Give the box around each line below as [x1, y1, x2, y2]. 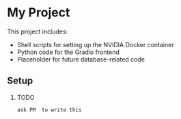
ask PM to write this [16, 106, 82, 114]
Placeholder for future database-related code [16, 55, 145, 63]
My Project [7, 5, 70, 21]
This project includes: [7, 27, 68, 36]
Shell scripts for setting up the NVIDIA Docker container [16, 40, 174, 49]
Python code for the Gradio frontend [16, 48, 120, 56]
